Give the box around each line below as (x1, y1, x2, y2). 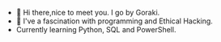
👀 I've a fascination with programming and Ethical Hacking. (15, 16, 213, 26)
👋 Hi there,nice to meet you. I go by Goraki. (15, 8, 160, 17)
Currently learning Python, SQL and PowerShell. (15, 25, 176, 34)
